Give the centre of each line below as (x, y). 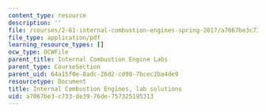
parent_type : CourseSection (55, 67)
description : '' (35, 23)
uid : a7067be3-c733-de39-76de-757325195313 (81, 96)
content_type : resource (47, 15)
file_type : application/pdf (55, 37)
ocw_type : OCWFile (38, 52)
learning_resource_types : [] (56, 45)
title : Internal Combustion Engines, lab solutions (95, 89)
